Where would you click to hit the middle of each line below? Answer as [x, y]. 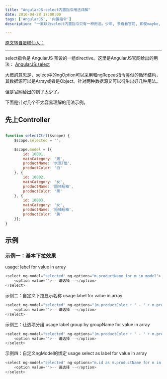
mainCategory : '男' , [44, 159]
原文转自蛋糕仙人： [25, 43]
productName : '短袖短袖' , [48, 210]
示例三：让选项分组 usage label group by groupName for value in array [78, 324]
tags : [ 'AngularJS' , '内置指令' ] [38, 19]
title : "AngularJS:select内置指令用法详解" [48, 10]
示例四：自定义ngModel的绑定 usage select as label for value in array [76, 353]
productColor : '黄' [43, 214]
